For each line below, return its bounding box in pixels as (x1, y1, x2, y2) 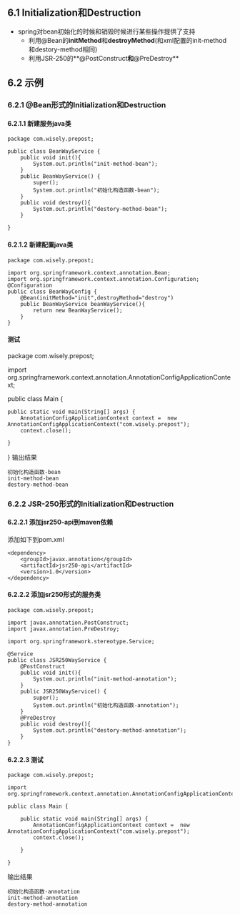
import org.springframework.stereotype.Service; (7, 638, 155, 646)
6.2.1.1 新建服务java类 (7, 119, 71, 127)
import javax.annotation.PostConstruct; (7, 619, 130, 627)
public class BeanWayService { (7, 148, 101, 155)
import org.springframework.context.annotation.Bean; (7, 269, 171, 277)
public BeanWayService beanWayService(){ (20, 300, 145, 307)
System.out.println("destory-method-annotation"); (33, 727, 187, 734)
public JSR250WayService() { (20, 688, 107, 696)
